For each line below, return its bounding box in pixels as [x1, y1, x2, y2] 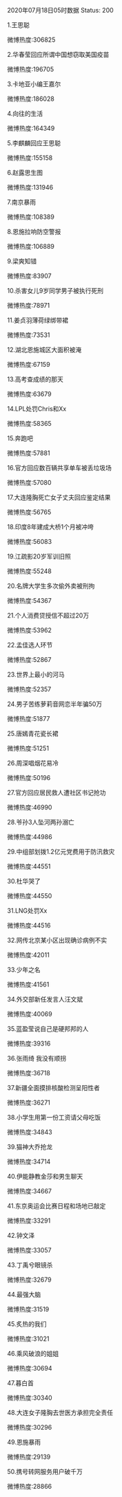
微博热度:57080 [7, 479, 52, 486]
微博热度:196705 [7, 65, 54, 73]
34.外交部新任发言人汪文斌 [7, 995, 83, 1003]
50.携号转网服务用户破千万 [7, 1468, 83, 1475]
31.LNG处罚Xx [7, 907, 48, 915]
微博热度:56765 [7, 508, 52, 516]
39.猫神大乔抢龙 [7, 1143, 53, 1151]
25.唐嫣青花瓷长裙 [7, 729, 59, 738]
